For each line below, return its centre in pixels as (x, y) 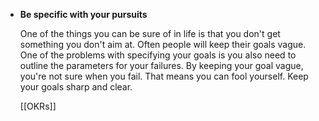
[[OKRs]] (38, 106)
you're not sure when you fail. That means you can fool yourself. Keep (164, 76)
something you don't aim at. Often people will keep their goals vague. (163, 44)
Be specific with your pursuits (83, 14)
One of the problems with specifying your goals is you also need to (158, 55)
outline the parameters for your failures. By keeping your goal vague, (161, 65)
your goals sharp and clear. (76, 87)
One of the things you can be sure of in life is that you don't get (150, 33)
